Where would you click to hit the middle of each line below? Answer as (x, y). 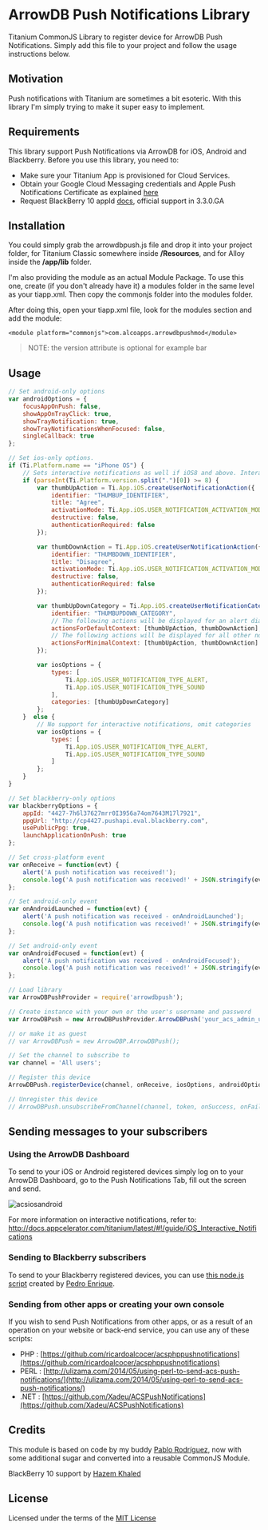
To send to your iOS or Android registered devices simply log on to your (126, 1172)
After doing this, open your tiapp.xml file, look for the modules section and (130, 310)
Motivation (36, 79)
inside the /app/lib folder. (50, 262)
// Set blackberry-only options (62, 798)
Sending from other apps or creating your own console (116, 1304)
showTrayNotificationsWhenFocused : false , (94, 429)
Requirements (44, 132)
